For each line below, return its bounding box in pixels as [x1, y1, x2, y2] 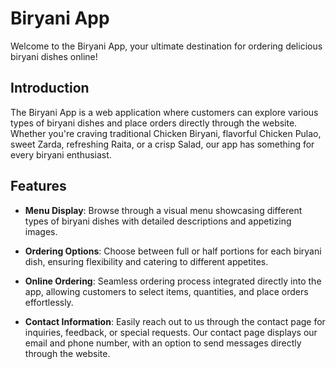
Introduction [10, 80, 90, 97]
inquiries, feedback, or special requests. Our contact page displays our [24, 326, 318, 338]
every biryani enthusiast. [10, 148, 112, 161]
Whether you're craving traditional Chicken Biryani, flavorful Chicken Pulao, [10, 127, 322, 139]
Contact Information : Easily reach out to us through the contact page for [24, 315, 326, 327]
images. [24, 225, 58, 237]
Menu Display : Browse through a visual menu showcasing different [24, 204, 303, 216]
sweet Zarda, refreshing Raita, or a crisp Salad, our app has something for [10, 138, 315, 150]
